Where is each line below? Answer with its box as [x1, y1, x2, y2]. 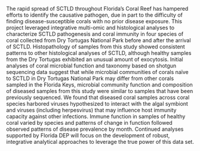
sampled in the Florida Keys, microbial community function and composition [6, 81, 193, 88]
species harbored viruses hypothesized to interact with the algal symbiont [6, 100, 188, 107]
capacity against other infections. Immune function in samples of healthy [6, 113, 186, 120]
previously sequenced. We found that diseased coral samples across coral [6, 94, 190, 101]
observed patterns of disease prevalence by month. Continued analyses [6, 125, 184, 132]
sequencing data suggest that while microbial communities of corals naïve [6, 69, 189, 75]
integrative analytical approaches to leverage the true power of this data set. [6, 138, 194, 145]
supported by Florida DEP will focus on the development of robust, [6, 132, 170, 139]
